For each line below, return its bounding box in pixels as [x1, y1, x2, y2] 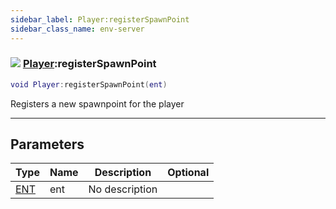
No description [88, 182, 158, 196]
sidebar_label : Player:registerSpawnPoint [10, 14, 190, 25]
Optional [167, 166, 210, 180]
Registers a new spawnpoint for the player [10, 97, 185, 110]
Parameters [10, 136, 85, 153]
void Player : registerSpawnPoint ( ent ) [10, 79, 168, 90]
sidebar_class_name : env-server [10, 24, 145, 34]
